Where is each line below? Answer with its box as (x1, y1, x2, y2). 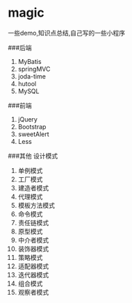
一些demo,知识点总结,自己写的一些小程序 (8, 28, 126, 37)
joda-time (17, 72, 46, 81)
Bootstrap (17, 122, 47, 131)
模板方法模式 (17, 201, 55, 209)
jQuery (17, 115, 38, 123)
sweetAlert (17, 130, 49, 138)
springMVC (17, 65, 51, 73)
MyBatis (17, 57, 42, 65)
